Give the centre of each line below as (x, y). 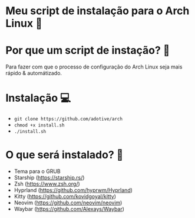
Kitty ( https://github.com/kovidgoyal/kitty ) (65, 196)
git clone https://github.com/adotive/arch (68, 119)
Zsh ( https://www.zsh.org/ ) (47, 184)
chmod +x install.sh (39, 125)
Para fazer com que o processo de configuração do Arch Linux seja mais (94, 67)
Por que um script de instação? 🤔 (88, 51)
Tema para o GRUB (37, 171)
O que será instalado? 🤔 (65, 155)
